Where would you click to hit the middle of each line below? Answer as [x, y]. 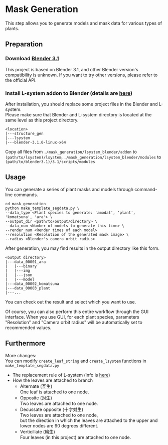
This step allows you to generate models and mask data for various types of [83, 23]
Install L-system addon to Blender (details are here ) [69, 93]
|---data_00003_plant [28, 288]
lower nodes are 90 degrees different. [59, 425]
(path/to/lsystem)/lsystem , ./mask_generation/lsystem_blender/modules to [83, 157]
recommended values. [28, 328]
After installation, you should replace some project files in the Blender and [81, 104]
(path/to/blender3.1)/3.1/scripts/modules [50, 162]
